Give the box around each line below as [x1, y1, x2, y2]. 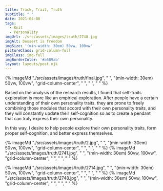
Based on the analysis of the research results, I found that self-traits [5, 90, 142, 96]
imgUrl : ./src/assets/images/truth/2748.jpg [5, 35, 97, 40]
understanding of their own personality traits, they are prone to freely [5, 100, 144, 106]
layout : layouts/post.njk [5, 62, 58, 66]
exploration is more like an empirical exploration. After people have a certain [5, 95, 159, 101]
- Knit [9, 25, 23, 30]
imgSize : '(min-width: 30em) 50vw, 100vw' [5, 43, 93, 48]
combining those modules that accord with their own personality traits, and [5, 106, 156, 111]
